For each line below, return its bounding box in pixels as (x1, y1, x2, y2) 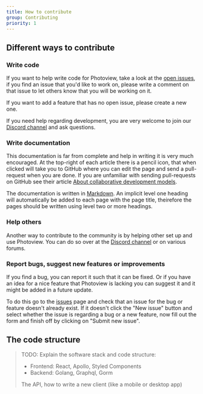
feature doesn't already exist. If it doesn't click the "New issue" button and (6, 304, 193, 312)
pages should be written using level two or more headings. (6, 203, 153, 210)
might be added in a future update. (6, 286, 93, 294)
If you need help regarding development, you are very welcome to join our (6, 117, 191, 125)
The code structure (6, 335, 81, 345)
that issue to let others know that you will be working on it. (6, 87, 152, 94)
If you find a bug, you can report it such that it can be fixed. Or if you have (6, 273, 191, 280)
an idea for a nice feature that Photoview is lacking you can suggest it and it (6, 280, 196, 287)
